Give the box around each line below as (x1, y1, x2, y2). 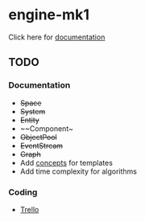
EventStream (19, 141, 63, 150)
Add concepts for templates (19, 158, 113, 167)
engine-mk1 (8, 6, 90, 24)
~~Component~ (19, 123, 74, 134)
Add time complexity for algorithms (19, 166, 137, 176)
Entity (19, 115, 40, 125)
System (19, 106, 46, 116)
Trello (19, 204, 39, 214)
